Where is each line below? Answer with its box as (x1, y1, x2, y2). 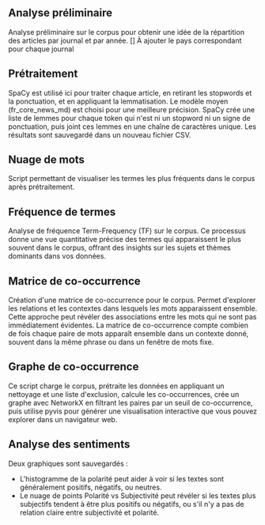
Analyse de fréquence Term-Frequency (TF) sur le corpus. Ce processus (8, 226, 247, 236)
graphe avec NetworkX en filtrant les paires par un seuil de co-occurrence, (8, 398, 253, 407)
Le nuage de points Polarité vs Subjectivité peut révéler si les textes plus (19, 490, 256, 500)
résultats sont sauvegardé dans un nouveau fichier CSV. (8, 130, 191, 139)
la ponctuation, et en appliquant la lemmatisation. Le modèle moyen (8, 96, 229, 106)
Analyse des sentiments (8, 438, 131, 451)
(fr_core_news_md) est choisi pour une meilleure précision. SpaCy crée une (8, 104, 256, 114)
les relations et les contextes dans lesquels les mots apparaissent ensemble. (8, 304, 258, 313)
